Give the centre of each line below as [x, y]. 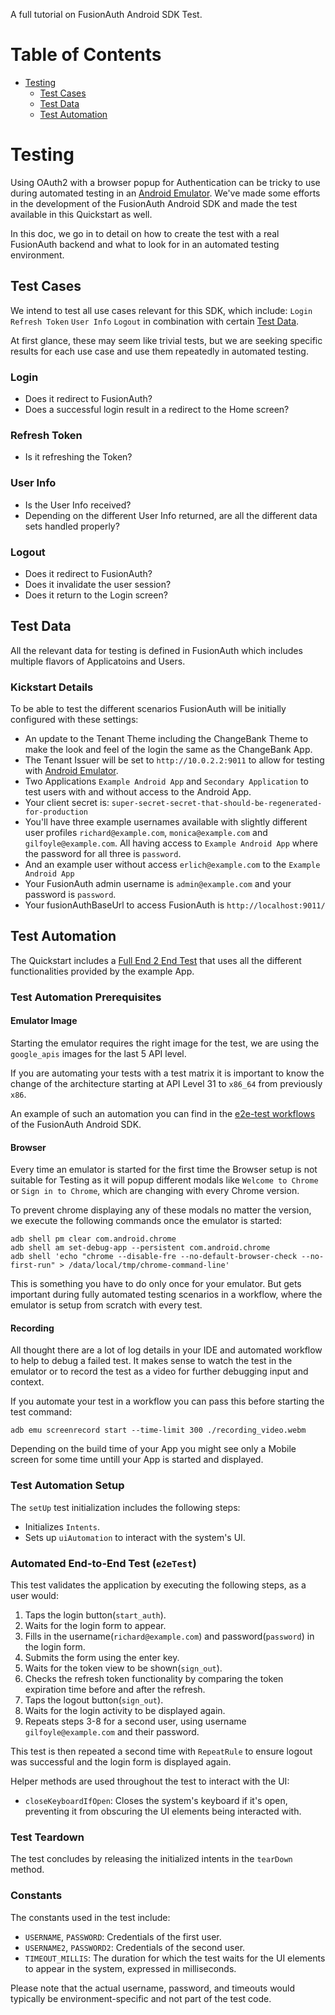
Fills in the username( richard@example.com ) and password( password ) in [169, 1636]
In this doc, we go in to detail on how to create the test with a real [145, 233]
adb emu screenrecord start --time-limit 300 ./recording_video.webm [158, 1430]
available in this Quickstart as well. [81, 214]
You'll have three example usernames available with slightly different [166, 821]
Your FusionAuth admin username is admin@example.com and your [158, 883]
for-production [56, 812]
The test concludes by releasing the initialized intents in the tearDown [151, 1859]
